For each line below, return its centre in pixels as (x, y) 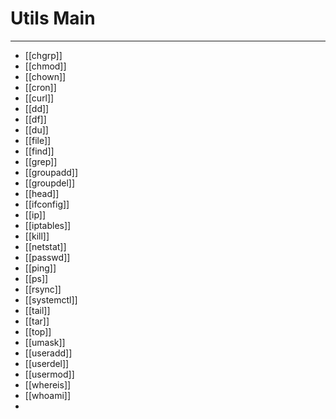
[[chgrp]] (43, 55)
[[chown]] (45, 76)
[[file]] (38, 140)
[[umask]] (45, 342)
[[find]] (39, 151)
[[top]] (38, 331)
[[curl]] (39, 98)
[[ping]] (40, 268)
